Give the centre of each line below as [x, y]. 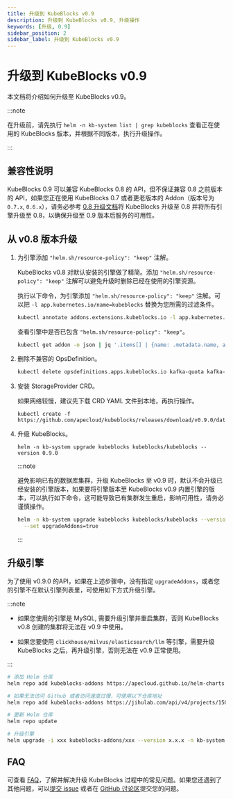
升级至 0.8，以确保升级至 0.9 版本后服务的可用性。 [85, 215]
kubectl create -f [44, 414]
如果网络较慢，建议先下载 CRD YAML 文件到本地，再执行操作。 [107, 401]
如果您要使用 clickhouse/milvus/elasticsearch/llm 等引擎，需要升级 [116, 641]
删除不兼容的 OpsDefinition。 [59, 359]
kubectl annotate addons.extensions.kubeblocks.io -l [96, 317]
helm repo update [32, 721]
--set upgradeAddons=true [61, 526]
